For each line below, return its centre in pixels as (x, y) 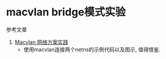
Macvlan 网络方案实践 (41, 42)
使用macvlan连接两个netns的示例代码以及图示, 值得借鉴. (92, 49)
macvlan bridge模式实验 (66, 12)
